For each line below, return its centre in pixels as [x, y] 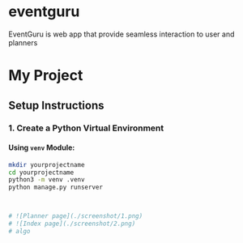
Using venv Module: [42, 147]
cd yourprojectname [41, 173]
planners [23, 42]
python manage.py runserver [56, 188]
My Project [46, 76]
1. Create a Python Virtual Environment [86, 128]
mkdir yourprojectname [47, 164]
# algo [19, 231]
